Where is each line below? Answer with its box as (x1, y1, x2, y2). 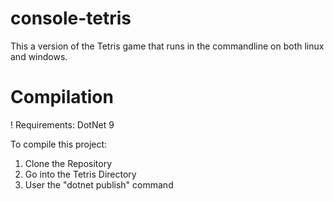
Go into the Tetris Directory (24, 168, 137, 180)
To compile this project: (10, 138, 108, 150)
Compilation (10, 86, 114, 109)
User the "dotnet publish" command (24, 178, 174, 191)
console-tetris (10, 7, 132, 30)
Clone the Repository (24, 157, 113, 169)
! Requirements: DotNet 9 (10, 118, 115, 131)
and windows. (10, 50, 68, 62)
